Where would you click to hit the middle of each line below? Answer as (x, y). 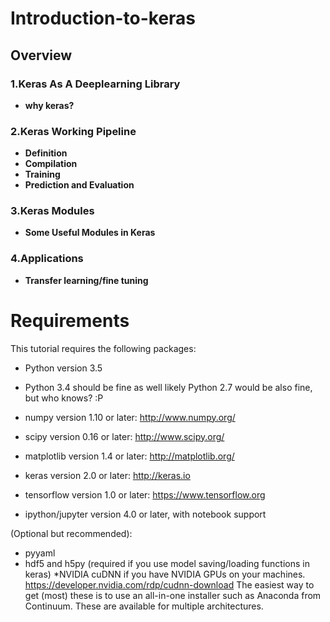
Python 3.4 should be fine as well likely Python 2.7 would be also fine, (168, 387)
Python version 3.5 (63, 368)
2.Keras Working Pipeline (73, 131)
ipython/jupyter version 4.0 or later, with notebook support (145, 514)
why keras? (49, 105)
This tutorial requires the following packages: (103, 348)
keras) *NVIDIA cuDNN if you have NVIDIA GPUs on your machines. (165, 574)
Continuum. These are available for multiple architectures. (144, 606)
